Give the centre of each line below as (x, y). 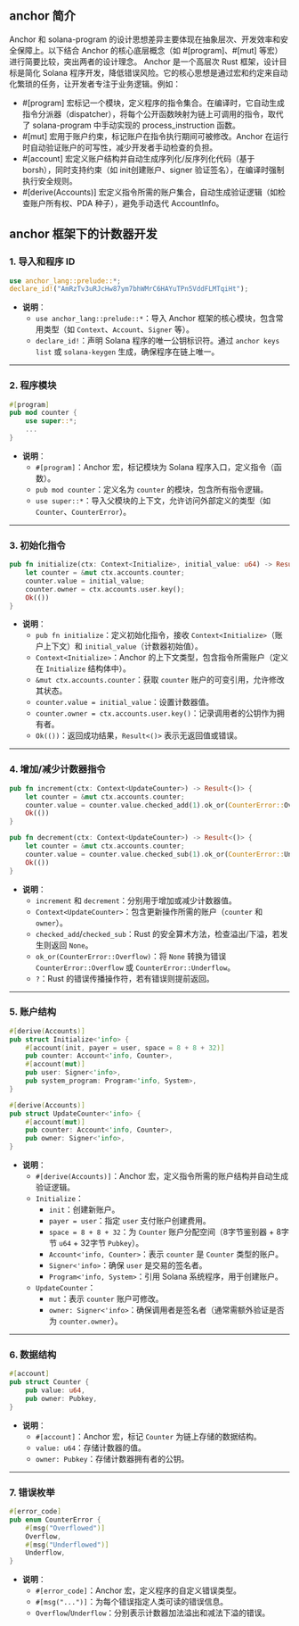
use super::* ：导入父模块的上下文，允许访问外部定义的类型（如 (153, 500)
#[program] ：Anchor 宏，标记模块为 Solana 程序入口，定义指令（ (154, 467)
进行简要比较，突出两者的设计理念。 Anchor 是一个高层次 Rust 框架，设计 (144, 62)
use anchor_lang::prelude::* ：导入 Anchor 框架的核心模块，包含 (155, 319)
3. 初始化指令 (37, 545)
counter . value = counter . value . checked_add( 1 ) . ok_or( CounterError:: (155, 805)
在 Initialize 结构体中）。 (83, 668)
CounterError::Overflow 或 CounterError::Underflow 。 (135, 967)
